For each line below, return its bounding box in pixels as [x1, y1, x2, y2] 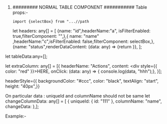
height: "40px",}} [5, 83, 40, 89]
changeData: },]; [5, 104, 39, 109]
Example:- [5, 113, 27, 119]
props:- [12, 9, 29, 15]
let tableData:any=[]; [5, 53, 48, 59]
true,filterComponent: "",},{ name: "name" [12, 33, 99, 39]
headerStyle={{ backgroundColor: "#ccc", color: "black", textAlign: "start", [5, 78, 159, 84]
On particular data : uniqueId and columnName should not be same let [5, 93, 150, 99]
